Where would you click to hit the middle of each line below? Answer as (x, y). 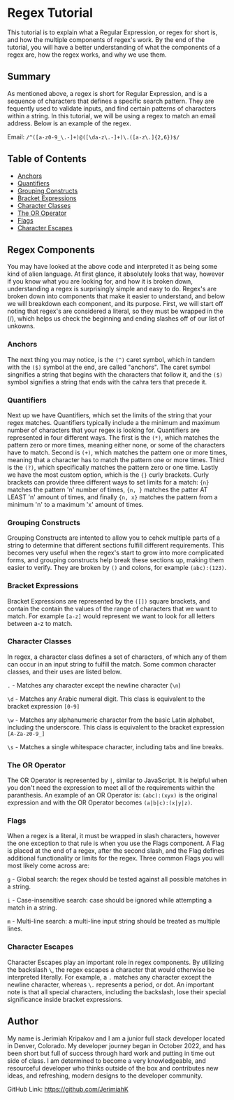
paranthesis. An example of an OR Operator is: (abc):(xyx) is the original (112, 795)
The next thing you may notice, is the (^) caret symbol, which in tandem (111, 359)
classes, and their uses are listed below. (65, 671)
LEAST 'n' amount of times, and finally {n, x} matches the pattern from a (112, 497)
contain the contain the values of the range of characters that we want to (112, 608)
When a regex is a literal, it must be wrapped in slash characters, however (114, 836)
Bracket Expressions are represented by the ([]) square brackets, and (109, 601)
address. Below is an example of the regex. (69, 123)
